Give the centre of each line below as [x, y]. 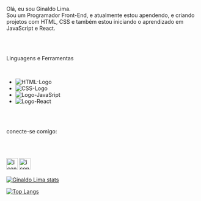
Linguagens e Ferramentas [40, 58]
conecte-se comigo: [32, 131]
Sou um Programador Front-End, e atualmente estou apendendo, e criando [100, 15]
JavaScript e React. [31, 28]
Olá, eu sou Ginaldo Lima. [39, 9]
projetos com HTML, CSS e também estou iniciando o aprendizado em [95, 22]
